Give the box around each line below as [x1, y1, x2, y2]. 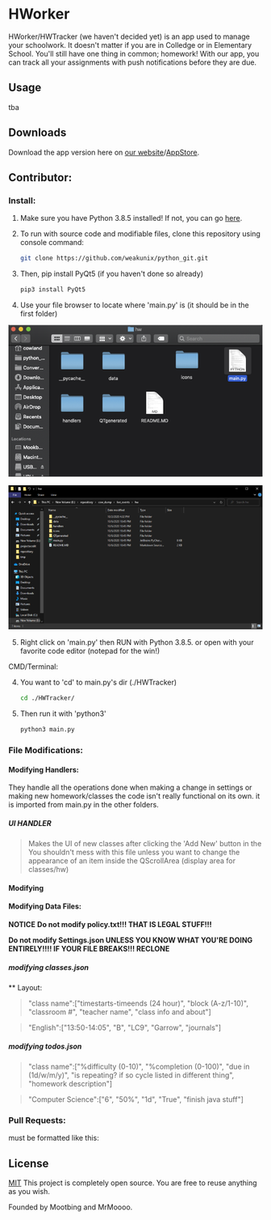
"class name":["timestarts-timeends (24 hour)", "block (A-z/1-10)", [27, 998, 248, 1008]
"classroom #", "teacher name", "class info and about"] [27, 1006, 211, 1016]
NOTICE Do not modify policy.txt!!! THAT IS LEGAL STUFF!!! [8, 920, 212, 930]
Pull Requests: [8, 1114, 66, 1125]
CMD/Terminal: [8, 662, 59, 671]
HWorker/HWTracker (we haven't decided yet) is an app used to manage [8, 32, 250, 41]
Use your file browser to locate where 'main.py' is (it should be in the [19, 300, 249, 310]
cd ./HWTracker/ [19, 694, 75, 702]
